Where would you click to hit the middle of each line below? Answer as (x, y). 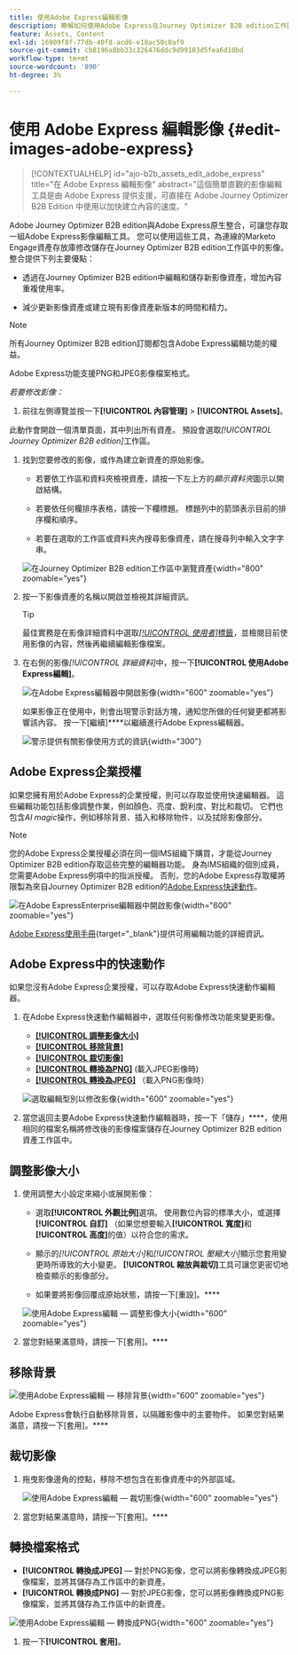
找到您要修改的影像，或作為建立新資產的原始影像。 (115, 459)
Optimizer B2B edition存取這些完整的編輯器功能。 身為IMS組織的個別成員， (146, 864)
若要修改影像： (36, 392)
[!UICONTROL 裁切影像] (79, 1058)
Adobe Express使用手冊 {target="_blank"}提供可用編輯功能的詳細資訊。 (139, 933)
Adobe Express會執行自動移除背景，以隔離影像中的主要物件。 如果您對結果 (147, 1414)
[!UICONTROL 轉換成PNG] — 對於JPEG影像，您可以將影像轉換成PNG (149, 1592)
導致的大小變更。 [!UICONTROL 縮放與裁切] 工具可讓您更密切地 (174, 1265)
